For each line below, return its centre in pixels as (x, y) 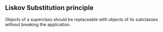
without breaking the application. (38, 24)
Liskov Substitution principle (49, 8)
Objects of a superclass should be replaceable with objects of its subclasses (81, 19)
